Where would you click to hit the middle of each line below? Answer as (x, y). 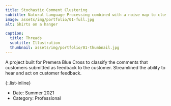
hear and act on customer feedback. (44, 73)
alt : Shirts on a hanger (32, 24)
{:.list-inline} (18, 83)
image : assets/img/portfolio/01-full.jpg (50, 19)
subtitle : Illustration (35, 43)
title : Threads (26, 38)
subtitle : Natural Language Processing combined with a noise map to (81, 15)
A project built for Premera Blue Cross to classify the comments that (77, 62)
